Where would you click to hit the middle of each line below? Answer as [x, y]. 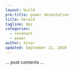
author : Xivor [20, 43]
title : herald [20, 19]
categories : [18, 29]
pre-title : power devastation [37, 15]
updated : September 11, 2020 [36, 48]
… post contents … [25, 62]
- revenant [21, 33]
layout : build [20, 10]
